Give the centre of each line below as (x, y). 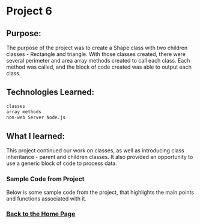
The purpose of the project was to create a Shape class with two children (97, 48)
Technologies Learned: (50, 92)
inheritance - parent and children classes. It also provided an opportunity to (100, 157)
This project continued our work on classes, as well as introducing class (95, 151)
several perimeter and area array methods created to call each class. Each (98, 61)
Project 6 (29, 11)
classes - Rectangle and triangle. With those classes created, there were (96, 54)
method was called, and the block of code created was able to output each (99, 67)
